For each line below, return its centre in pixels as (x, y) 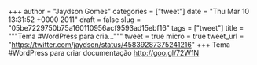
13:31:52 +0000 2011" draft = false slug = (75, 20)
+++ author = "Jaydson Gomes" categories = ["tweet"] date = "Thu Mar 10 (129, 11)
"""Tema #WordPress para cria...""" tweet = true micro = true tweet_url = (126, 36)
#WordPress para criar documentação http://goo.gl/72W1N (104, 53)
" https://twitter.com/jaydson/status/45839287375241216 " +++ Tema (119, 45)
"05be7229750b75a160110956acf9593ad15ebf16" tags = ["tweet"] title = (126, 28)
